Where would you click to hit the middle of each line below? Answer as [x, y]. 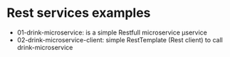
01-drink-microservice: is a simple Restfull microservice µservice [112, 32]
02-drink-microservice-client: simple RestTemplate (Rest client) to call [120, 39]
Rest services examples [79, 13]
